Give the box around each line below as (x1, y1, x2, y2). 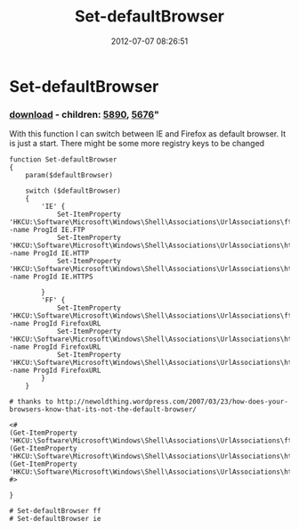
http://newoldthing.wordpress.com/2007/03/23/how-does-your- (56, 397, 289, 407)
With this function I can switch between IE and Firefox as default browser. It (9, 128, 287, 139)
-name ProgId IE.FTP (9, 226, 86, 235)
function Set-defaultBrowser (9, 155, 117, 164)
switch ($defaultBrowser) (25, 186, 122, 195)
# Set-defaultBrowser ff (9, 507, 101, 516)
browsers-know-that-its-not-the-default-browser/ (9, 405, 198, 414)
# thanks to (9, 397, 53, 407)
